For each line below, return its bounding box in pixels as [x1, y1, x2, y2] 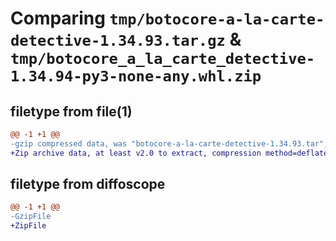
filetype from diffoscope [10, 176, 166, 193]
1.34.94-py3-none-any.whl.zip [10, 67, 262, 86]
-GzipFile [10, 212, 52, 222]
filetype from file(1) [10, 103, 133, 120]
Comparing [10, 7, 106, 30]
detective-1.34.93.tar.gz [10, 32, 226, 51]
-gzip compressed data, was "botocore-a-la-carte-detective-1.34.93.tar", [10, 138, 329, 149]
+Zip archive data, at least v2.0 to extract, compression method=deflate [10, 148, 329, 158]
